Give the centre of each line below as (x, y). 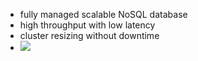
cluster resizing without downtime (89, 35)
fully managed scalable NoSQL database (103, 14)
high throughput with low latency (87, 25)
